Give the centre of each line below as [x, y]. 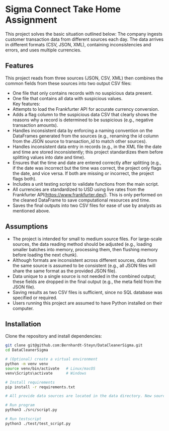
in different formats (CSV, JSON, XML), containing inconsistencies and [78, 44]
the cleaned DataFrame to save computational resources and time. [81, 200]
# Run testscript [23, 419]
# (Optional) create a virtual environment [52, 359]
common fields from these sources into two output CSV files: [68, 83]
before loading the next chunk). [45, 255]
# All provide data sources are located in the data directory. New [78, 396]
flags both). [24, 178]
